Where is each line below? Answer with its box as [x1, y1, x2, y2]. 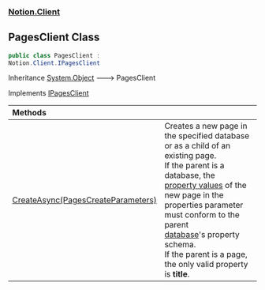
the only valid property [164, 259, 248, 270]
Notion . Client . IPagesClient [8, 58, 101, 67]
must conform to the [164, 209, 241, 220]
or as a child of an [164, 141, 231, 152]
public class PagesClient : [8, 51, 101, 59]
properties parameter [164, 200, 244, 211]
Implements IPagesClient [8, 89, 89, 98]
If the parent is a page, [164, 249, 248, 260]
